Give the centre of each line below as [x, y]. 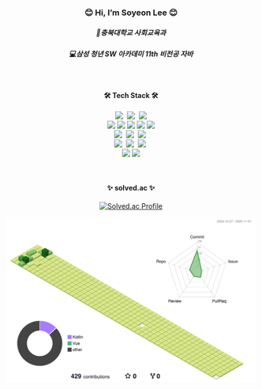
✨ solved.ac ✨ [131, 188]
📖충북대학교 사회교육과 [131, 32]
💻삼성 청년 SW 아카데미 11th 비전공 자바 [131, 54]
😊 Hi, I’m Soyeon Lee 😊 [131, 13]
